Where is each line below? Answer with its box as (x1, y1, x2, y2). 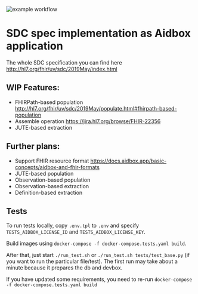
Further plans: (6, 141, 60, 152)
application (6, 39, 64, 53)
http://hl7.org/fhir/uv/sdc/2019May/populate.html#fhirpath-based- (14, 105, 177, 112)
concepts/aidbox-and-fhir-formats (14, 163, 100, 170)
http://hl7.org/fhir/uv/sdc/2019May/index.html (6, 65, 117, 72)
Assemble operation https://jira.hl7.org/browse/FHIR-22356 (14, 117, 161, 125)
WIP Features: (6, 82, 60, 93)
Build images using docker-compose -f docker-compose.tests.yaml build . (6, 240, 187, 247)
